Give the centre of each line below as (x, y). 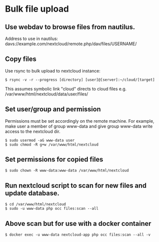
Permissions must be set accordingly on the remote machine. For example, (80, 121)
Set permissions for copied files (54, 159)
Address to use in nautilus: (32, 38)
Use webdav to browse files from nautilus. (70, 27)
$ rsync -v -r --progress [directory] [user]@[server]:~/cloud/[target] (80, 80)
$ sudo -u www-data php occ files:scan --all (52, 209)
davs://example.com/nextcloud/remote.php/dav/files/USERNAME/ (71, 44)
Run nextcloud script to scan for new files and (76, 185)
